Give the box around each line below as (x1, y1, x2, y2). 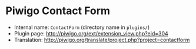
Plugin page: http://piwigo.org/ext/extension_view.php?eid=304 (14, 30, 168, 37)
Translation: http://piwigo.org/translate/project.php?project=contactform (14, 36, 190, 43)
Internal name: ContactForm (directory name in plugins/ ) (14, 24, 150, 31)
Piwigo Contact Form (5, 4, 110, 18)
